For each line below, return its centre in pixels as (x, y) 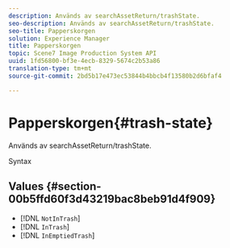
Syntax (20, 161)
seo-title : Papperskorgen (52, 31)
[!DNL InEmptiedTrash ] (57, 236)
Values (26, 186)
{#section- (73, 186)
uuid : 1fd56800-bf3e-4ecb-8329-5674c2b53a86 (84, 61)
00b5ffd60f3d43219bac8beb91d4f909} (112, 199)
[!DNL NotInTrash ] (50, 218)
